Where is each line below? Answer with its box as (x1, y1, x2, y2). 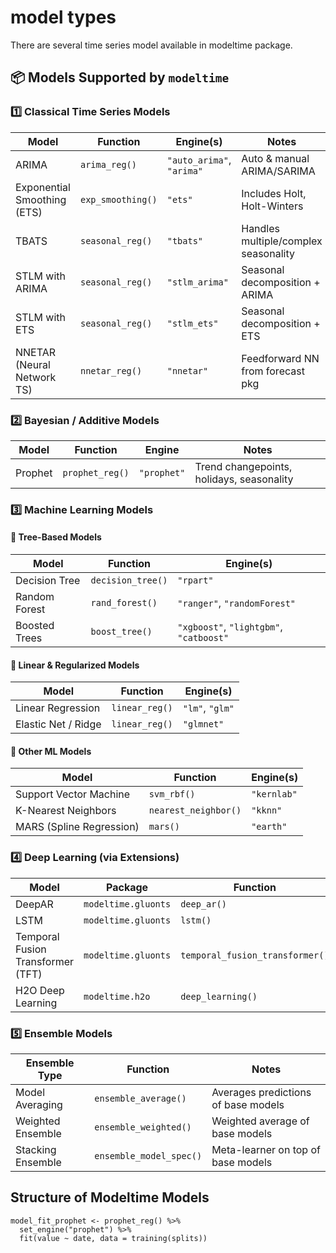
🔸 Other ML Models (10, 745, 92, 757)
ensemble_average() (94, 1093, 187, 1105)
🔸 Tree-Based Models (10, 531, 102, 543)
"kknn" (251, 805, 283, 816)
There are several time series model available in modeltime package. (10, 39, 293, 51)
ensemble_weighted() (94, 1122, 192, 1133)
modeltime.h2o (83, 991, 151, 1002)
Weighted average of (211, 1114, 310, 1128)
